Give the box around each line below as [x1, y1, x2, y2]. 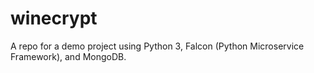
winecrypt [10, 7, 98, 30]
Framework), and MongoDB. [10, 50, 127, 62]
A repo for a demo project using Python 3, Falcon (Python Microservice [10, 40, 305, 52]
